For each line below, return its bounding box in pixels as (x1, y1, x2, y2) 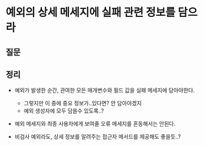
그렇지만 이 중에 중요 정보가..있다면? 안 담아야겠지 (23, 100, 142, 107)
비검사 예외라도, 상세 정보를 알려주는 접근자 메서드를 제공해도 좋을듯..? (14, 133, 181, 141)
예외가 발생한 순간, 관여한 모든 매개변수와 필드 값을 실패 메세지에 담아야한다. (14, 86, 195, 94)
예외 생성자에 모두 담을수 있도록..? (23, 107, 104, 114)
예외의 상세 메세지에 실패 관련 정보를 (5, 5, 176, 19)
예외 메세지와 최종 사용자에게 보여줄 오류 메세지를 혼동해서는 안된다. (14, 120, 176, 128)
